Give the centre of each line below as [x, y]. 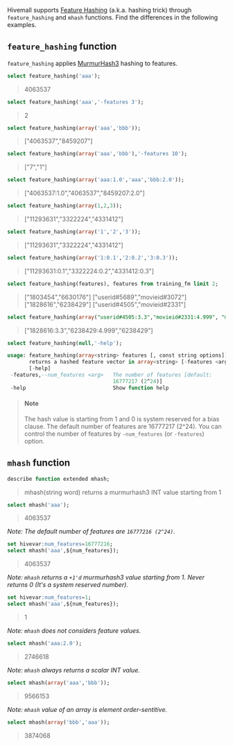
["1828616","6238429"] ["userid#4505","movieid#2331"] [105, 304]
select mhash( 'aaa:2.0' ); [44, 643]
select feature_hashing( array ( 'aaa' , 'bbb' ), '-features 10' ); [97, 154]
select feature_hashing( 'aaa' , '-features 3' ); [76, 102]
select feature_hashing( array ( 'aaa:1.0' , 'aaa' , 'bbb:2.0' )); [96, 180]
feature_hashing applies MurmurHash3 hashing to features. [93, 63]
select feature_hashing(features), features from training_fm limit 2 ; [113, 284]
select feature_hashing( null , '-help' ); [65, 343]
